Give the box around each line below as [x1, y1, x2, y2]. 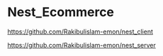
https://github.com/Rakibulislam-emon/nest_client [7, 27, 154, 36]
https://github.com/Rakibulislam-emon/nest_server [7, 41, 156, 49]
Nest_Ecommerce [7, 4, 115, 20]
